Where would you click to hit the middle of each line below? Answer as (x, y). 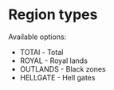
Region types (53, 15)
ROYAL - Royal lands (53, 61)
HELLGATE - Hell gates (57, 77)
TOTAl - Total (41, 52)
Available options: (37, 37)
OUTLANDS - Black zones (63, 68)
